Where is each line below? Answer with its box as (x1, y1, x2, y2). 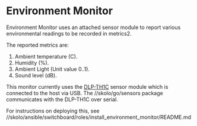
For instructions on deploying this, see (6, 107, 100, 114)
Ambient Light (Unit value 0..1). (14, 65, 90, 72)
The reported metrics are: (6, 41, 69, 49)
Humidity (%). (14, 59, 49, 66)
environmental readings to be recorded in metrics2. (6, 30, 132, 37)
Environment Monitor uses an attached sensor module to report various (6, 24, 181, 31)
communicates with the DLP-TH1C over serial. (6, 96, 119, 103)
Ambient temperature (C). (14, 53, 78, 60)
